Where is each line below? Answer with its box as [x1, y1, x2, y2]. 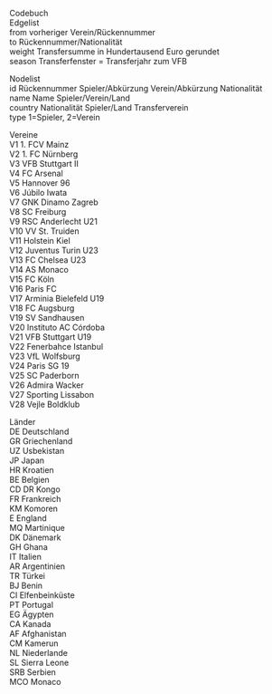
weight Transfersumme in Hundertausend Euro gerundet [9, 46, 220, 57]
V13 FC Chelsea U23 [9, 255, 87, 265]
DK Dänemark [9, 532, 61, 543]
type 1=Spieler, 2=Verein [9, 112, 101, 122]
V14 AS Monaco [9, 265, 70, 275]
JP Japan [9, 455, 45, 466]
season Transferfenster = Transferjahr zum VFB [9, 56, 188, 66]
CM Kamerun [9, 638, 59, 649]
